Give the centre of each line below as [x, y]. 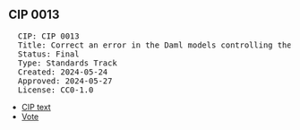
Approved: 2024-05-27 [65, 81]
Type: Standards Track [67, 63]
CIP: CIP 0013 [48, 36]
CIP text [36, 107]
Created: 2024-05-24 [63, 72]
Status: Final [48, 54]
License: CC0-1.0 [56, 90]
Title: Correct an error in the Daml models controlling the [154, 45]
